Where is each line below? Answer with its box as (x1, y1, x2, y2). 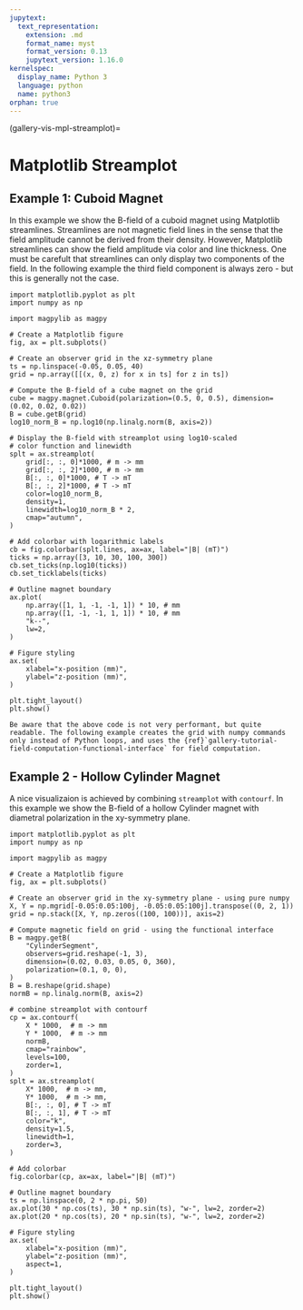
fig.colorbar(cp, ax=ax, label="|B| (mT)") (9, 1173, 177, 1182)
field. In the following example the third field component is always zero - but (9, 263, 294, 274)
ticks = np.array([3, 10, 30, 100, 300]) (9, 553, 169, 562)
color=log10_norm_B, (25, 489, 103, 499)
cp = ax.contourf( (9, 1013, 79, 1023)
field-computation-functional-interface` (9, 744, 169, 753)
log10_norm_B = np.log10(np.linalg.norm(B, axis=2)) (9, 418, 213, 428)
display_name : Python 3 (17, 73, 107, 82)
